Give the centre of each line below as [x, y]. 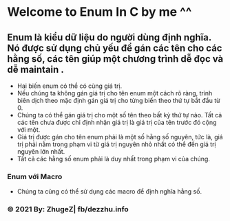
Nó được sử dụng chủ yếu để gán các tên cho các [115, 48]
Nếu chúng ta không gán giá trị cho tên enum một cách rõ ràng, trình [115, 93]
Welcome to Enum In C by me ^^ [100, 12]
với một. [29, 130]
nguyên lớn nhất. [41, 151]
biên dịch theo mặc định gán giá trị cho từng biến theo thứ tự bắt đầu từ [118, 101]
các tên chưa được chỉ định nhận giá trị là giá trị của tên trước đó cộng [117, 122]
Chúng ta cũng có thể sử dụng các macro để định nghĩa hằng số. [109, 191]
